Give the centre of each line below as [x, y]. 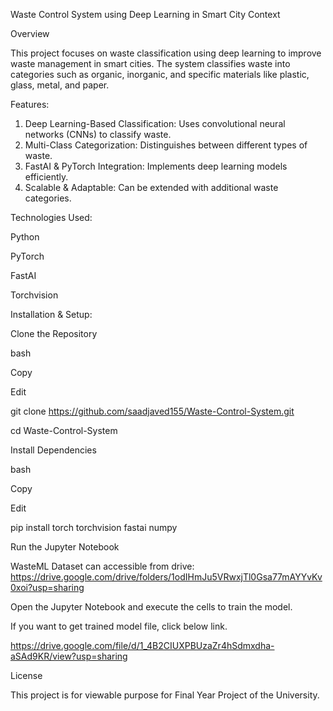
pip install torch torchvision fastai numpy [94, 527]
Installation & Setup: [51, 314]
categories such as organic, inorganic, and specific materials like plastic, [160, 74]
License [26, 675]
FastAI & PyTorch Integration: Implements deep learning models [156, 166]
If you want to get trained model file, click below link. [119, 626]
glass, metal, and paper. [60, 85]
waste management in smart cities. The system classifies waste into [150, 63]
